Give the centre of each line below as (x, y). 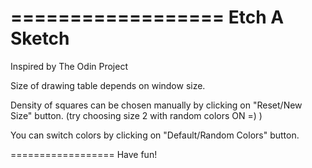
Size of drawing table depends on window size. (108, 85)
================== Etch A (147, 17)
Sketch (40, 38)
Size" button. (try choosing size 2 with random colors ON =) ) (136, 115)
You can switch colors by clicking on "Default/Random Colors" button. (155, 135)
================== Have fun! (84, 154)
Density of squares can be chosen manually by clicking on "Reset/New (156, 105)
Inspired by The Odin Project (69, 66)
